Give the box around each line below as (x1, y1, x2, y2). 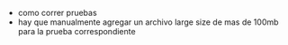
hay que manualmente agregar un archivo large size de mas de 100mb (17, 17, 279, 27)
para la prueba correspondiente (17, 26, 137, 36)
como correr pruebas (17, 8, 97, 18)
